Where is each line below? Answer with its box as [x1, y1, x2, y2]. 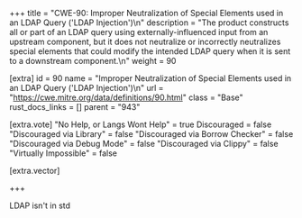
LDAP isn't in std [9, 200, 70, 211]
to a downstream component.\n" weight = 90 [9, 56, 177, 66]
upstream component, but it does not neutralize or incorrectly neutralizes [9, 36, 281, 47]
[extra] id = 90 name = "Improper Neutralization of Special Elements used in [9, 73, 292, 84]
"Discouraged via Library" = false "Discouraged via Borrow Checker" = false [9, 129, 294, 139]
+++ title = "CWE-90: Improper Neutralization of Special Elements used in [9, 8, 284, 18]
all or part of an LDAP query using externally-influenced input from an [9, 27, 269, 37]
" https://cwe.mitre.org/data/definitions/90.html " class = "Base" [9, 92, 243, 103]
